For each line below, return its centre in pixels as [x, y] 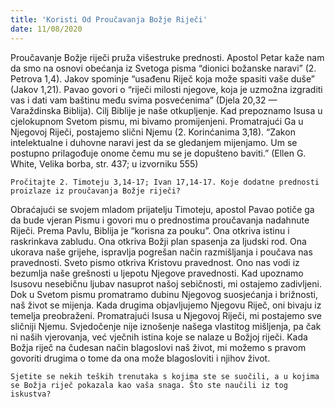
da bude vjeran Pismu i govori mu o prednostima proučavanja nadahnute [160, 220]
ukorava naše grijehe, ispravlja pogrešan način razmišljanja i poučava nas [161, 252]
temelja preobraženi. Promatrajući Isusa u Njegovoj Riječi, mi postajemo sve [166, 315]
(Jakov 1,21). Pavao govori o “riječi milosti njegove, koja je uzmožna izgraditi [166, 89]
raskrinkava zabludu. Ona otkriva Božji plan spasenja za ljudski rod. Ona [158, 241]
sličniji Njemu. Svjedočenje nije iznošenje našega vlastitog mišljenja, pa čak [166, 326]
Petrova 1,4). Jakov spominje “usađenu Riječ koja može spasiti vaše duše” [162, 78]
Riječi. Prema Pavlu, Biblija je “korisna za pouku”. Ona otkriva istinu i [150, 230]
